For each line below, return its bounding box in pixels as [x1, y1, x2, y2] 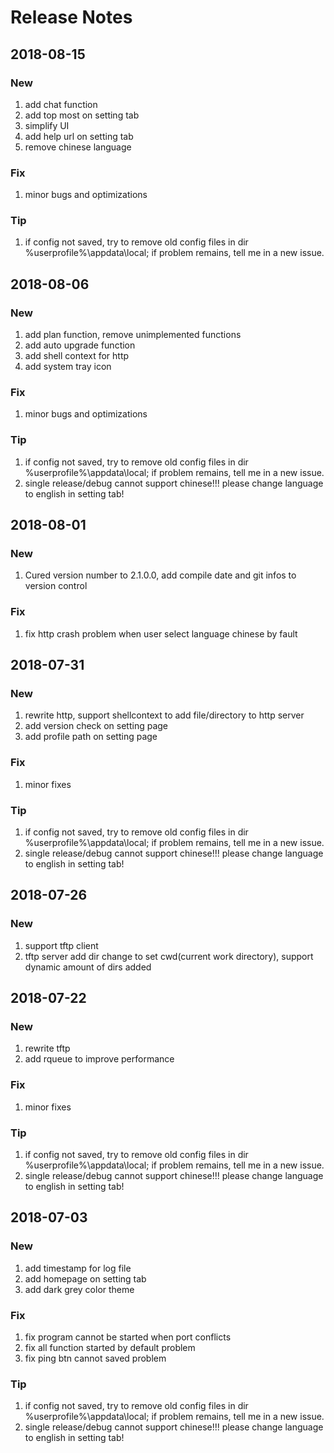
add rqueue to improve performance [24, 1053, 175, 1065]
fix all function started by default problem [24, 1341, 196, 1353]
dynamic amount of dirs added [24, 961, 152, 973]
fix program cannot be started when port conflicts [24, 1331, 232, 1343]
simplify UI [24, 119, 70, 131]
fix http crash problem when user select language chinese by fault [24, 627, 298, 640]
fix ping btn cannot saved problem [24, 1352, 167, 1364]
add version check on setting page [24, 720, 169, 732]
